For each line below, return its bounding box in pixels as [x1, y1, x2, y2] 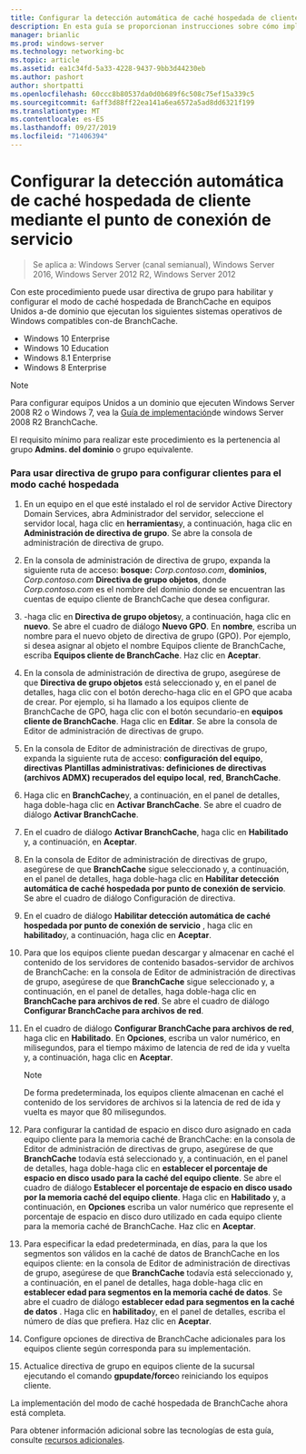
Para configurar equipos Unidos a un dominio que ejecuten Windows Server [10, 397, 295, 408]
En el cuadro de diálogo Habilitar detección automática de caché [23, 911, 271, 922]
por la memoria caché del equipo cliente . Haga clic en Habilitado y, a [23, 1192, 287, 1203]
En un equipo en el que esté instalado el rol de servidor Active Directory [23, 499, 293, 510]
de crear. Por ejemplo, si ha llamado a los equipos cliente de [23, 697, 249, 708]
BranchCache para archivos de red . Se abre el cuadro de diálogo [23, 995, 271, 1006]
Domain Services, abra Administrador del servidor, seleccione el [23, 509, 264, 520]
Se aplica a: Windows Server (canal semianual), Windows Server [32, 258, 275, 269]
